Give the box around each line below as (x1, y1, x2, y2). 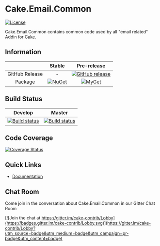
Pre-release (77, 62, 106, 69)
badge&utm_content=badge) (5, 236, 63, 241)
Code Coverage (5, 134, 53, 142)
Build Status (5, 95, 43, 103)
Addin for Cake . (5, 34, 36, 40)
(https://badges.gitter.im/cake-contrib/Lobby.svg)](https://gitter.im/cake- (5, 220, 151, 226)
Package (15, 78, 35, 85)
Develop (13, 109, 33, 116)
